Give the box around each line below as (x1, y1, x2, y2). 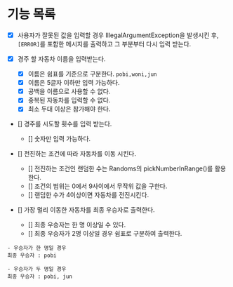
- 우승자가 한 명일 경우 (7, 245, 67, 252)
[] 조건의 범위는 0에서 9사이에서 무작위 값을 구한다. (27, 182, 168, 190)
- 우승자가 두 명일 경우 (7, 266, 67, 273)
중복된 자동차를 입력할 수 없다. (27, 96, 111, 105)
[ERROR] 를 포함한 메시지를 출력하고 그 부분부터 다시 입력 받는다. (17, 40, 192, 48)
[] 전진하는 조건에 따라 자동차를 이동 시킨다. (17, 149, 137, 158)
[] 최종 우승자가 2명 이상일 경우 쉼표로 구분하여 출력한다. (27, 229, 182, 238)
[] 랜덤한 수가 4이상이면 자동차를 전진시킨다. (27, 191, 149, 199)
